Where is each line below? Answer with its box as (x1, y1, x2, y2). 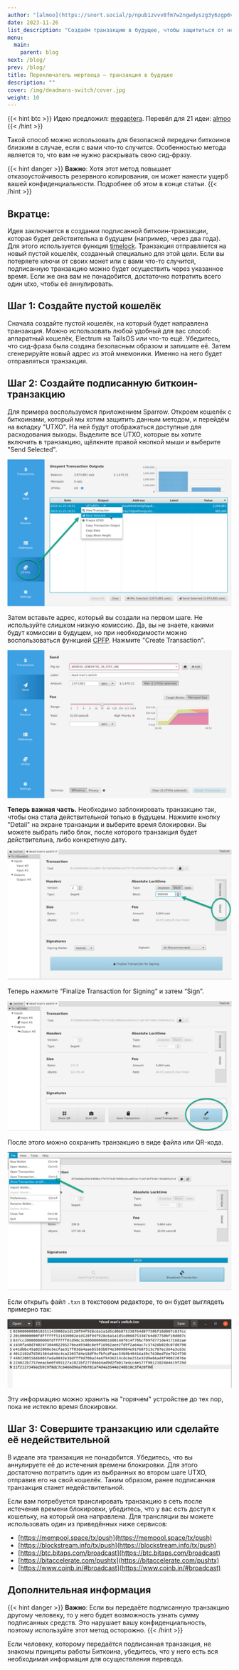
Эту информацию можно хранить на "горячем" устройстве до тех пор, (7, 1394, 224, 1403)
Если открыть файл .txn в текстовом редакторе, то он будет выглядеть (7, 1297, 225, 1306)
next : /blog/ (7, 57, 46, 64)
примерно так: (7, 1305, 52, 1313)
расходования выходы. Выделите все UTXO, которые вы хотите (7, 430, 201, 439)
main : (14, 41, 31, 49)
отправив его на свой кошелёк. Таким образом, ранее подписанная (7, 1475, 216, 1484)
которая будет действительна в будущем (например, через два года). (7, 235, 221, 243)
